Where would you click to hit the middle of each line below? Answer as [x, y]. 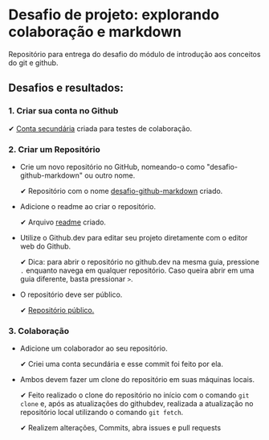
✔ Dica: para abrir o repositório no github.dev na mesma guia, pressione [139, 261]
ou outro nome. [110, 175]
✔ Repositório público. [57, 310]
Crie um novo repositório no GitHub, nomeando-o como [112, 167]
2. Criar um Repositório [54, 149]
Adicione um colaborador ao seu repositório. [94, 348]
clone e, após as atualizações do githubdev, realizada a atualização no [137, 404]
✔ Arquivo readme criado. [63, 222]
